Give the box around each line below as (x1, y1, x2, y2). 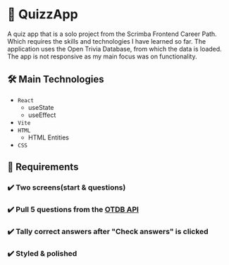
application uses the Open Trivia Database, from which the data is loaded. (7, 44, 222, 53)
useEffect (27, 111, 56, 119)
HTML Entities (27, 133, 69, 142)
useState (27, 103, 54, 111)
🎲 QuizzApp (7, 6, 79, 23)
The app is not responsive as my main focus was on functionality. (7, 52, 197, 61)
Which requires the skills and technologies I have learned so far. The (7, 37, 206, 45)
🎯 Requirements (7, 161, 79, 173)
